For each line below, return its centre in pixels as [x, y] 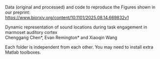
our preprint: [18, 12]
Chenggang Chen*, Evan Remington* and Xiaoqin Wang [61, 37]
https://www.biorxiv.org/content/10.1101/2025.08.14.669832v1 [67, 17]
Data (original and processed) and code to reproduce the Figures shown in [80, 7]
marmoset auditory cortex [31, 32]
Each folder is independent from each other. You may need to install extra [79, 47]
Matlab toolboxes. [23, 52]
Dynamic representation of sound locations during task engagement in [76, 27]
